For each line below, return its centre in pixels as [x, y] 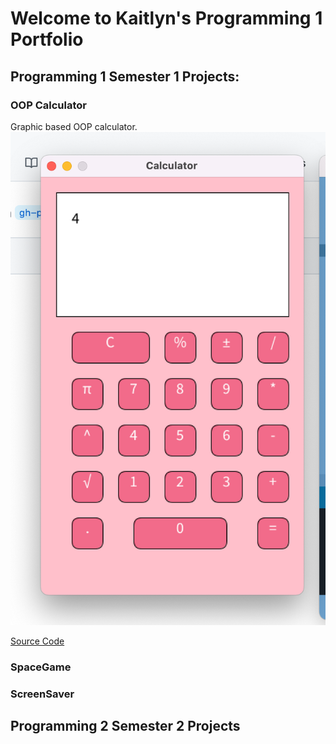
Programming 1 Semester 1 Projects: [125, 76]
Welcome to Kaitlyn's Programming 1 [166, 18]
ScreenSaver [42, 694]
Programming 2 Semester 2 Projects [125, 726]
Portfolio [47, 39]
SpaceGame [41, 667]
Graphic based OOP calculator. [74, 126]
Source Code [37, 641]
